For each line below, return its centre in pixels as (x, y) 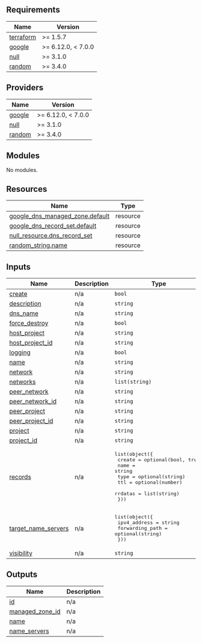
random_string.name (38, 245)
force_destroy (29, 323)
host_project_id (31, 343)
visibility (21, 553)
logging (20, 352)
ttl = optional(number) (150, 483)
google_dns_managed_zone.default (60, 216)
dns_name (24, 313)
